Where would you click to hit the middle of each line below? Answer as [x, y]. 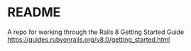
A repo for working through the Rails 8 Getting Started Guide [96, 32]
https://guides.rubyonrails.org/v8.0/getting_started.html [89, 39]
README [34, 12]
